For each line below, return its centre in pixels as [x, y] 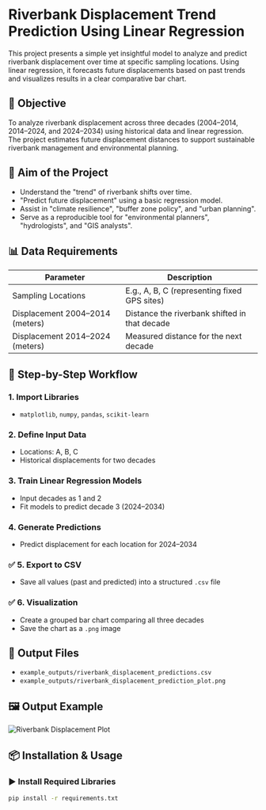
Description [190, 277]
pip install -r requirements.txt [63, 798]
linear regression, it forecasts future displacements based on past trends [127, 70]
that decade [148, 324]
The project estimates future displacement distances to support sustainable [131, 139]
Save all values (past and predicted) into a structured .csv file [120, 582]
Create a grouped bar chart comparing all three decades [112, 620]
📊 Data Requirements [63, 251]
